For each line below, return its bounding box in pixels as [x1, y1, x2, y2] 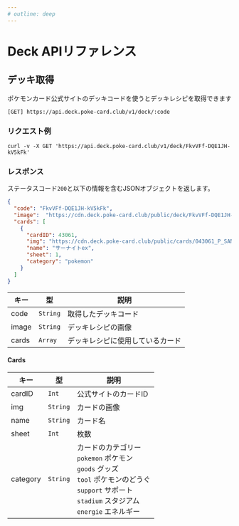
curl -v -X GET [7, 142, 53, 149]
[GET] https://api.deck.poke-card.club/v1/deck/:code [7, 108, 171, 115]
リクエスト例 [7, 126, 52, 136]
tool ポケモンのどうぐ [77, 474, 151, 484]
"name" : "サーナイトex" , [26, 245, 95, 252]
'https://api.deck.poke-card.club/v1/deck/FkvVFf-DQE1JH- [55, 142, 231, 149]
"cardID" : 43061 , [26, 231, 78, 238]
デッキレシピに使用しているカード [67, 335, 181, 345]
